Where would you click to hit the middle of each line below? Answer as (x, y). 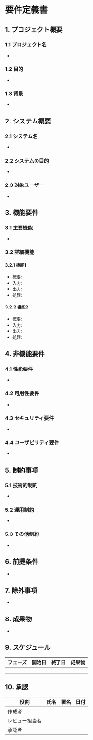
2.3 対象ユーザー (25, 185)
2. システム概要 (28, 121)
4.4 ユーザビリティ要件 (32, 442)
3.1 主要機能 (19, 228)
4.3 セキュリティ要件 (29, 418)
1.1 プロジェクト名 (26, 44)
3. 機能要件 (22, 213)
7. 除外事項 (21, 590)
